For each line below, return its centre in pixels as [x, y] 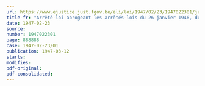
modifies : [19, 62]
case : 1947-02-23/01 [33, 46]
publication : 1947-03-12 [38, 51]
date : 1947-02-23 [28, 23]
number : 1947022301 [31, 35]
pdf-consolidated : [30, 74]
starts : [16, 57]
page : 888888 [23, 40]
